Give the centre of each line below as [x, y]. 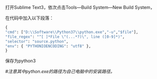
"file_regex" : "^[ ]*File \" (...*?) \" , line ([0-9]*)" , [65, 36]
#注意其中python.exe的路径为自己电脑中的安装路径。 [60, 71]
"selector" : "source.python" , [37, 41]
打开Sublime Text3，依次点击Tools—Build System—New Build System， [80, 7]
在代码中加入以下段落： [29, 18]
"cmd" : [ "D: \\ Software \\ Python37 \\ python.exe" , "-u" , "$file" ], [72, 32]
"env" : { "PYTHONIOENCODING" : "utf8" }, [48, 46]
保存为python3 [21, 61]
